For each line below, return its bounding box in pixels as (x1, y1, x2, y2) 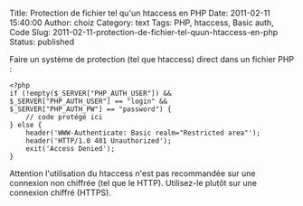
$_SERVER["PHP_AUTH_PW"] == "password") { (9, 105, 172, 114)
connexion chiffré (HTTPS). (9, 187, 111, 198)
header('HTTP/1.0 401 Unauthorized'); (25, 136, 172, 145)
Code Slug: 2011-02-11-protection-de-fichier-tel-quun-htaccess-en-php (9, 27, 279, 37)
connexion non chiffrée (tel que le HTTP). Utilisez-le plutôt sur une (9, 178, 258, 188)
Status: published (9, 36, 75, 47)
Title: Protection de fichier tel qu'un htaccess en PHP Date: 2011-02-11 (9, 8, 271, 18)
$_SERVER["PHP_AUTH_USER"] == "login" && (9, 97, 168, 106)
